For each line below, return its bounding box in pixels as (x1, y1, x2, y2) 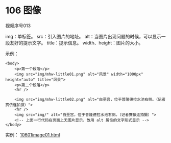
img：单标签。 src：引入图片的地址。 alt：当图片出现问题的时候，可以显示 (5, 33, 162, 39)
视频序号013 (5, 22, 31, 29)
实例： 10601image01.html (5, 131, 60, 138)
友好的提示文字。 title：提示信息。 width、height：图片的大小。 (9, 39, 143, 46)
